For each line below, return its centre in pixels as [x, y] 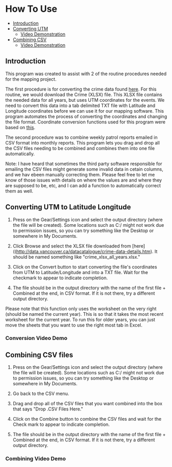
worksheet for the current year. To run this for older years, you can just [80, 319]
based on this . [20, 127]
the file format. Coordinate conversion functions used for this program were [85, 122]
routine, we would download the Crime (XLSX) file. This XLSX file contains [84, 94]
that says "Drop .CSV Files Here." [48, 409]
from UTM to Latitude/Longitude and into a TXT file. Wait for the [80, 272]
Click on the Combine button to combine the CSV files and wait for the [87, 419]
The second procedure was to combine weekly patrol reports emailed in [81, 137]
